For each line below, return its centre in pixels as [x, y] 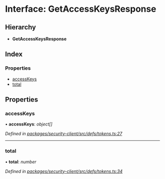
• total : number [21, 162]
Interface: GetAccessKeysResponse [81, 9]
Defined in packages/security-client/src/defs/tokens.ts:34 [64, 171]
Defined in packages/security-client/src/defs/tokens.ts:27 [64, 134]
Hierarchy [21, 27]
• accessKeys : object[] [29, 124]
